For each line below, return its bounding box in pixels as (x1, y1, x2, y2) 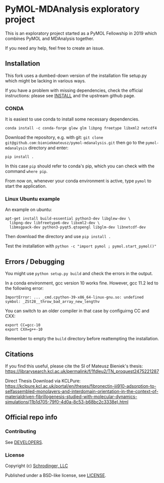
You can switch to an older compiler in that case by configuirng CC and (5, 308, 150, 314)
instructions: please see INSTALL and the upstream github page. (5, 92, 136, 98)
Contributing (5, 428, 36, 435)
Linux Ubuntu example (5, 195, 60, 202)
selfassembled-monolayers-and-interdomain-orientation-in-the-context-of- (5, 388, 159, 394)
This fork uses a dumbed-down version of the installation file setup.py (5, 73, 147, 79)
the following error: (5, 285, 44, 291)
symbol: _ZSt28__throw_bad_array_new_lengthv (5, 299, 100, 304)
